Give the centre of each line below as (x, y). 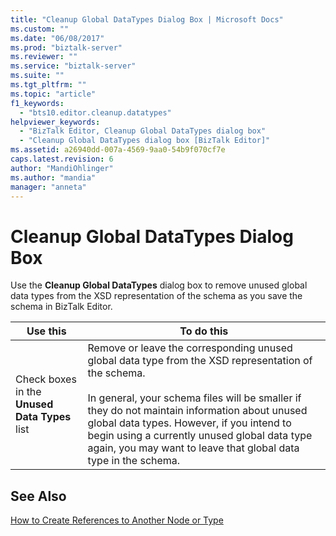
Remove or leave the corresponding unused (190, 348)
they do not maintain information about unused (197, 411)
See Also (38, 496)
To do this (204, 331)
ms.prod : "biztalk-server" (66, 47)
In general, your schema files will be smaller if (194, 398)
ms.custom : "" (40, 29)
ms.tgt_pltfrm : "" (48, 85)
